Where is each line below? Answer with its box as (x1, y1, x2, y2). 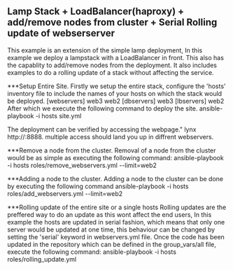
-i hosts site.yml (35, 111, 82, 120)
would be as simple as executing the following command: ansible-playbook (7, 153, 224, 162)
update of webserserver (7, 27, 115, 39)
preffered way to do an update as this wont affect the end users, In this (7, 210, 212, 219)
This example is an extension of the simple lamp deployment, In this (7, 45, 203, 55)
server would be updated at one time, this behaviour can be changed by (7, 225, 216, 234)
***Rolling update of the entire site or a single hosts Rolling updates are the (7, 203, 227, 211)
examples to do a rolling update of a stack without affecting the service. (7, 68, 215, 76)
